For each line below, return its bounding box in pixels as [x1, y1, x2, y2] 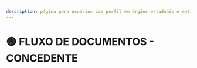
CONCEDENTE [6, 51, 78, 64]
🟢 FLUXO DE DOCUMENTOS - [6, 35, 154, 48]
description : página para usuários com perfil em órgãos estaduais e [6, 8, 180, 15]
